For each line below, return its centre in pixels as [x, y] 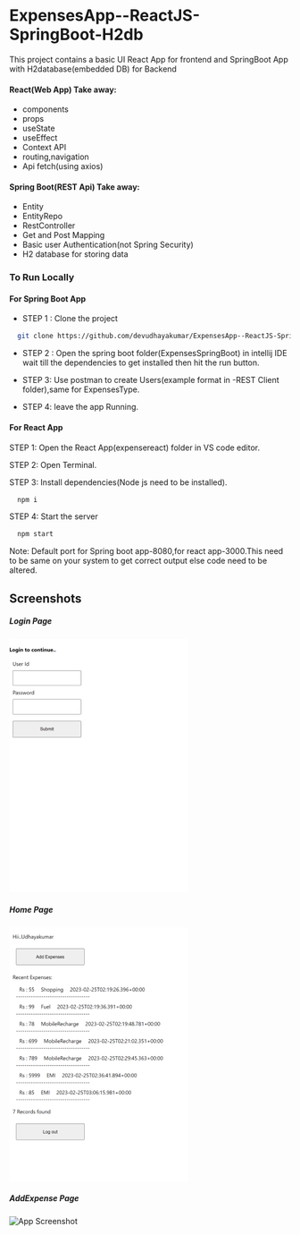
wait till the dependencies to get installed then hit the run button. [141, 362]
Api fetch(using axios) [62, 166]
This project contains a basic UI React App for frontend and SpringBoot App [149, 59]
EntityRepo [42, 217]
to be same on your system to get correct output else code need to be [138, 561]
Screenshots [46, 598]
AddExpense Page [44, 1198]
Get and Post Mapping [63, 235]
